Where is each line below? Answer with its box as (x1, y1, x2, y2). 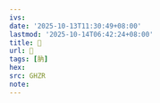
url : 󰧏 (9, 47, 34, 56)
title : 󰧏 (9, 38, 42, 47)
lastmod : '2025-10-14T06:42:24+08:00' (9, 30, 154, 39)
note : (9, 80, 29, 89)
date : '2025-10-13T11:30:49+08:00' (9, 21, 142, 30)
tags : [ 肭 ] (9, 55, 49, 64)
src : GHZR (9, 72, 46, 81)
